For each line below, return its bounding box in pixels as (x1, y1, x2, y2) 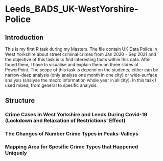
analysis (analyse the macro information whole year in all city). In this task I (5, 77, 157, 83)
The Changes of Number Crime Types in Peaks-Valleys (5, 130, 139, 137)
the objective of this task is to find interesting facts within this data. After (5, 57, 151, 62)
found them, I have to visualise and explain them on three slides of (5, 62, 139, 67)
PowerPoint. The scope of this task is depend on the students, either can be (5, 67, 159, 73)
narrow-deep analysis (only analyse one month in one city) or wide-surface (5, 72, 158, 78)
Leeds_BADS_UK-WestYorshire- (5, 3, 139, 15)
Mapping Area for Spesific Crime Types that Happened (5, 143, 139, 150)
